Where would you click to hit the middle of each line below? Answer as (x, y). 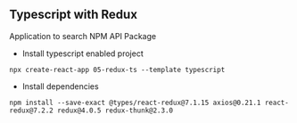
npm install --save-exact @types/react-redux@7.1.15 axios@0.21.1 (135, 102)
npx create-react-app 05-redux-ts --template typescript (117, 70)
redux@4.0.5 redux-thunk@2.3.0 (115, 111)
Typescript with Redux (74, 15)
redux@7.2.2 (31, 111)
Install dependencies (61, 86)
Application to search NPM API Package (83, 36)
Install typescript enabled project (83, 53)
